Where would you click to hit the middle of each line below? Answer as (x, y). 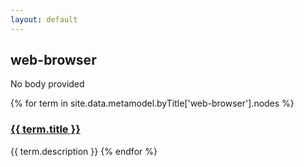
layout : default (44, 19)
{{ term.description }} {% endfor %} (84, 151)
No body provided (47, 84)
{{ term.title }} (45, 129)
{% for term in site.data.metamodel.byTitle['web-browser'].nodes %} (152, 103)
